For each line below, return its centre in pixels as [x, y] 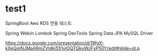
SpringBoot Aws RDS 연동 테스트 [38, 23]
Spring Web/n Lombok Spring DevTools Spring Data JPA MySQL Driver [79, 33]
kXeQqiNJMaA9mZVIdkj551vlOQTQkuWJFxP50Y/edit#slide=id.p [73, 48]
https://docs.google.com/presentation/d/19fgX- [55, 42]
